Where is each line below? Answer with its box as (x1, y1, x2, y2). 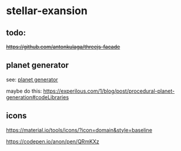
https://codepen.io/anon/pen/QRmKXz (6, 137, 100, 145)
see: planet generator (6, 75, 58, 83)
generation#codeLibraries (6, 93, 69, 101)
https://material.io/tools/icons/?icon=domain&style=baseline (6, 126, 153, 133)
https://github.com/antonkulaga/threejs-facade (6, 43, 120, 50)
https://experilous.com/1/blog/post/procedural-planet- (43, 87, 175, 94)
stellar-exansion (6, 4, 88, 18)
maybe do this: (6, 87, 42, 94)
